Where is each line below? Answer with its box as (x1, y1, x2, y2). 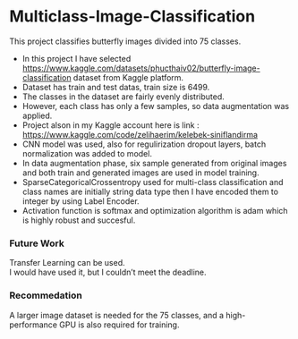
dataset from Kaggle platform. (72, 72, 184, 82)
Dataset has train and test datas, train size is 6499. (21, 81, 210, 92)
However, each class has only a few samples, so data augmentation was (21, 100, 289, 111)
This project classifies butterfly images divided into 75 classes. (9, 36, 242, 47)
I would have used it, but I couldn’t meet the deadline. (9, 267, 208, 278)
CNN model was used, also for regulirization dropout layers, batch (21, 139, 267, 149)
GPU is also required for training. (59, 319, 180, 330)
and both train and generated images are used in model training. (21, 167, 260, 178)
